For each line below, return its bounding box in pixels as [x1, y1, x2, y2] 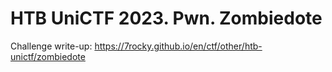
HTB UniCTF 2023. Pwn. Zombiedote [10, 7, 323, 30]
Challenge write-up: [10, 40, 93, 52]
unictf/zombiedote [10, 50, 86, 62]
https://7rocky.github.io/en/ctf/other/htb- [94, 40, 263, 52]
